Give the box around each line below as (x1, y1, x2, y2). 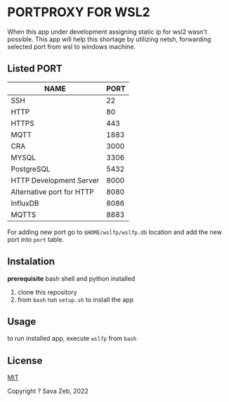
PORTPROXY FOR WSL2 (7, 4, 150, 20)
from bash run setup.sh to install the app (17, 295, 134, 304)
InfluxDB (11, 198, 39, 208)
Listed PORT (7, 63, 63, 74)
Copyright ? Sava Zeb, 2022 (7, 387, 89, 396)
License (7, 354, 43, 366)
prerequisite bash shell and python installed (7, 274, 136, 283)
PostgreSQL (11, 164, 51, 174)
